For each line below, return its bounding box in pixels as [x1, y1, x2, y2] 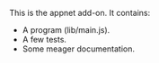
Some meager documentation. [22, 43, 136, 54]
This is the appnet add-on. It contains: [9, 8, 151, 18]
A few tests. [22, 35, 67, 44]
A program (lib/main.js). [22, 25, 110, 35]
